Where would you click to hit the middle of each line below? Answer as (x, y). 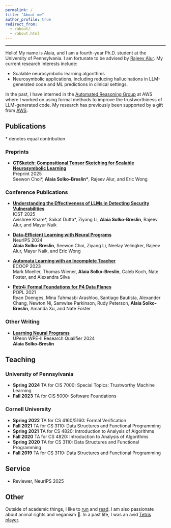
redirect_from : (21, 24)
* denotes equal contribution (35, 138)
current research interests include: (41, 64)
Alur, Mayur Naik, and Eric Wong (47, 251)
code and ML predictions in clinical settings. (82, 84)
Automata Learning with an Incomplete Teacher (64, 261)
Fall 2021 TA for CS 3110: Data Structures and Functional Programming (87, 426)
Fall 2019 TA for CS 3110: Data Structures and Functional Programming (87, 453)
